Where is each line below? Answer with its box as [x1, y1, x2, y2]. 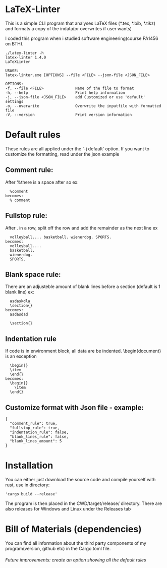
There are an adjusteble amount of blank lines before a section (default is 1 [5, 283, 160, 290]
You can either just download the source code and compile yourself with [5, 476, 156, 482]
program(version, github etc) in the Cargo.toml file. [5, 545, 111, 551]
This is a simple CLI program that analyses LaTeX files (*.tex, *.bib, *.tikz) [5, 20, 155, 26]
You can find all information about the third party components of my [5, 540, 146, 546]
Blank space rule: [5, 270, 62, 278]
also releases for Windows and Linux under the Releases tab [5, 505, 131, 512]
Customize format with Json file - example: [5, 403, 144, 412]
